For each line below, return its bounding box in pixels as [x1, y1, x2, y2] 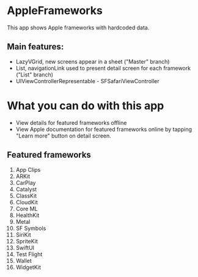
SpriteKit [15, 237, 38, 245]
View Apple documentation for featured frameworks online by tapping [15, 125, 192, 133]
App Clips [15, 166, 41, 173]
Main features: [7, 42, 64, 52]
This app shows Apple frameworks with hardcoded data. [7, 24, 150, 31]
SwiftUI [15, 244, 35, 251]
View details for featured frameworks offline [15, 119, 127, 126]
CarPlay [15, 179, 36, 187]
